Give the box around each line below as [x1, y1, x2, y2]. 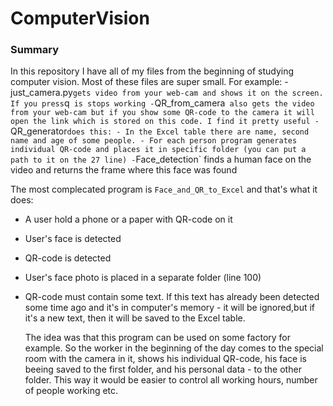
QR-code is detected [24, 252, 112, 264]
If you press [10, 99, 65, 109]
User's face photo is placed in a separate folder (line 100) [24, 272, 262, 284]
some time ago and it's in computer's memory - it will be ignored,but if [24, 302, 315, 314]
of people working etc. [24, 385, 119, 397]
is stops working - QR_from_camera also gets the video [73, 97, 315, 109]
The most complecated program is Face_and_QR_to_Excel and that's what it [10, 183, 318, 196]
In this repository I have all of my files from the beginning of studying [10, 65, 295, 77]
